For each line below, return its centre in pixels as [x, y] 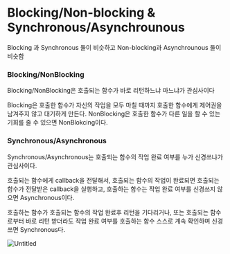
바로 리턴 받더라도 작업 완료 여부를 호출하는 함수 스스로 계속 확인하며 [118, 221]
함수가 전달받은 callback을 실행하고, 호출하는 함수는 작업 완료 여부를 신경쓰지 [112, 189]
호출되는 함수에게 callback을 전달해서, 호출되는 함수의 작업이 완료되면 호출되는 [113, 180]
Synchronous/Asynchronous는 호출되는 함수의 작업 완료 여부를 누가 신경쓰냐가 [115, 156]
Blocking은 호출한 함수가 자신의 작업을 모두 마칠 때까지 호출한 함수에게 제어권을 [115, 105]
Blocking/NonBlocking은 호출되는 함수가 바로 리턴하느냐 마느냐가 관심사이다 [111, 91]
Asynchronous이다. [47, 197]
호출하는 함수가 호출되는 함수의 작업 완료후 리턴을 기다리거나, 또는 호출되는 [108, 212]
